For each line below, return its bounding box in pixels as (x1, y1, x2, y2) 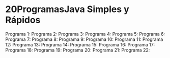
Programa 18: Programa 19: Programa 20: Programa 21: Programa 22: (5, 47, 150, 53)
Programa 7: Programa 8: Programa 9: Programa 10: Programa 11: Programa (5, 36, 163, 42)
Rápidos (5, 14, 41, 26)
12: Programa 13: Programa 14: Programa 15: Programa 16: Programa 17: (5, 41, 155, 47)
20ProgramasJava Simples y (5, 4, 130, 15)
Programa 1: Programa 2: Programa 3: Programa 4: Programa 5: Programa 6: (5, 31, 165, 37)
